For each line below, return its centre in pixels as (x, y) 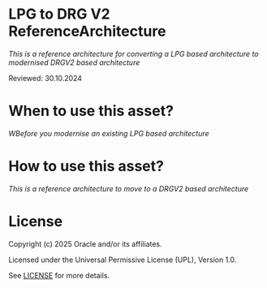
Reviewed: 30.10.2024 (45, 78)
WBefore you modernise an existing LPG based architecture (109, 133)
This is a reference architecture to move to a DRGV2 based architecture (129, 188)
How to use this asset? (86, 166)
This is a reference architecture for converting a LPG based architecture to (133, 54)
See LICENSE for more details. (59, 275)
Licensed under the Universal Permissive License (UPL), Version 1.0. (123, 260)
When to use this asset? (91, 111)
